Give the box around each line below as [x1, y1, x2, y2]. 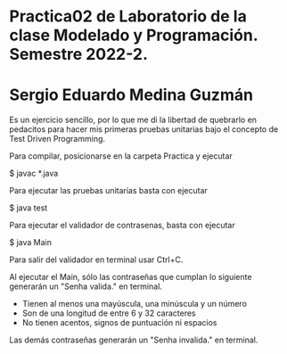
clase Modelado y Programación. [9, 25, 258, 45]
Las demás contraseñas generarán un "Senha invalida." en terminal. [9, 334, 258, 345]
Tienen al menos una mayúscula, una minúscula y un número [21, 299, 248, 309]
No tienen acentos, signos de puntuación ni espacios [21, 317, 217, 328]
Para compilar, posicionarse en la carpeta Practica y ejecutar [9, 151, 234, 161]
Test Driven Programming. [9, 134, 105, 144]
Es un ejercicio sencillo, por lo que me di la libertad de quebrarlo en [9, 114, 257, 126]
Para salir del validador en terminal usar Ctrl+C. [9, 254, 184, 265]
